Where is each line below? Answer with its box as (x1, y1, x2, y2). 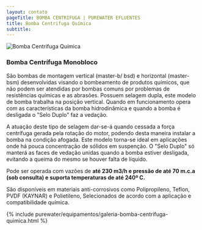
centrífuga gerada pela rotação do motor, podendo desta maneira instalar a (6, 129, 196, 136)
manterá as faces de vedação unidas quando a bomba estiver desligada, (6, 149, 189, 156)
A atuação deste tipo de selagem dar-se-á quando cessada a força (6, 123, 175, 130)
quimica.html (6, 217, 39, 224)
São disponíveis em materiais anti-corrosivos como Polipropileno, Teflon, (6, 185, 190, 193)
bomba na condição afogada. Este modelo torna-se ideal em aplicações (6, 136, 187, 143)
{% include (6, 210, 34, 218)
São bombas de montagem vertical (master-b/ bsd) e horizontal (6, 72, 167, 80)
